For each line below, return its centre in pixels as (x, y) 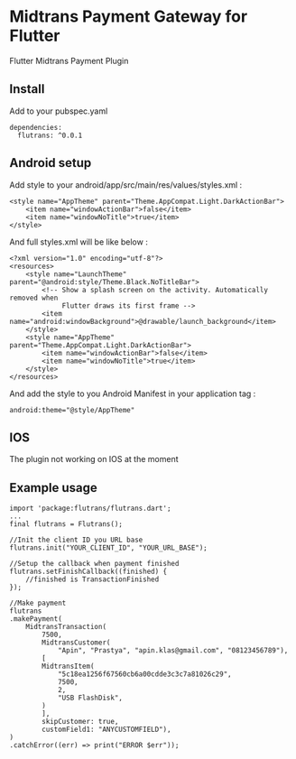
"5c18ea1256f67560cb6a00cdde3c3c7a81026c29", (144, 674)
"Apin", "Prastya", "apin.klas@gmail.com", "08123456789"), (173, 651)
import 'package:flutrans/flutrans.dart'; (90, 509)
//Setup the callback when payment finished (94, 564)
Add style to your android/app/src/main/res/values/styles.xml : (126, 185)
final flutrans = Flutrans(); (66, 524)
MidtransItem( (68, 666)
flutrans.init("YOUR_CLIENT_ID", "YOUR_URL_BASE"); (108, 548)
